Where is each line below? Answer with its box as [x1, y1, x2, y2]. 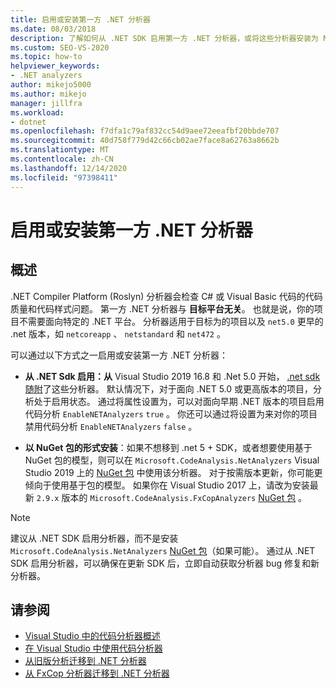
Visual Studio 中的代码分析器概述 [24, 630, 161, 642]
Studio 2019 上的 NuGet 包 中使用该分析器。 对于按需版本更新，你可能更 [24, 466, 323, 478]
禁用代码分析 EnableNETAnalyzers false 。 [24, 420, 198, 432]
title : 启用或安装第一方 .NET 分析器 [10, 14, 151, 25]
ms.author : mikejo [10, 89, 87, 99]
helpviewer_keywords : [10, 61, 101, 71]
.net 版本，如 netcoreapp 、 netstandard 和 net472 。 [10, 327, 226, 340]
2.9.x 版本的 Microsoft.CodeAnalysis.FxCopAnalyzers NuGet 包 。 [36, 491, 308, 503]
